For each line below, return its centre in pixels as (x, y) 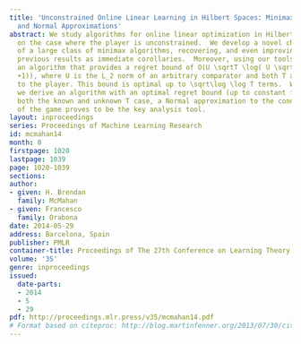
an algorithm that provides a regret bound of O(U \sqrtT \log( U (144, 68)
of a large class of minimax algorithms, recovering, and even (138, 51)
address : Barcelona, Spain (60, 234)
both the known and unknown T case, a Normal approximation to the (146, 101)
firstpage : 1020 (39, 150)
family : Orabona (47, 217)
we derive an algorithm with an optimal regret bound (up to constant (152, 92)
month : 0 (26, 142)
